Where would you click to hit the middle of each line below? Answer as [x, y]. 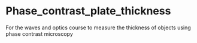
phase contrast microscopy [39, 33]
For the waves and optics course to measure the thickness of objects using [98, 27]
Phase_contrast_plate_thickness [88, 11]
